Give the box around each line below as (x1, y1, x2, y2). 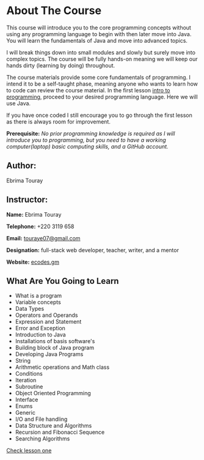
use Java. (6, 99, 31, 107)
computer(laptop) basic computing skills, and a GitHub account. (6, 143, 169, 150)
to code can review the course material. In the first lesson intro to (6, 86, 170, 94)
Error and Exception (15, 325, 66, 332)
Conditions (15, 370, 43, 377)
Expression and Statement (15, 318, 82, 325)
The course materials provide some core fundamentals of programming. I (6, 73, 191, 81)
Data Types (15, 305, 45, 313)
